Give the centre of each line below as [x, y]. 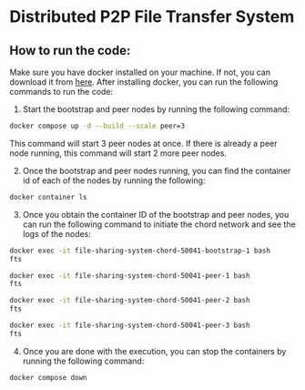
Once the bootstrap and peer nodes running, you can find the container [157, 170]
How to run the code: [70, 51]
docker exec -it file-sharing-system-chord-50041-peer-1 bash [130, 275]
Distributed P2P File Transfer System [152, 17]
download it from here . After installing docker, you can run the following [144, 82]
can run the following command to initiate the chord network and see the [159, 224]
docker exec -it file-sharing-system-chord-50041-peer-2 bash [130, 301]
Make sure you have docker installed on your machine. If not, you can [140, 72]
